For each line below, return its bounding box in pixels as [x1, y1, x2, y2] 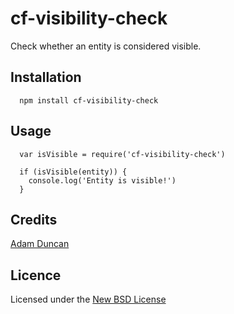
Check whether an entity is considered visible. [10, 40, 202, 52]
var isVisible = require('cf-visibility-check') [19, 149, 226, 159]
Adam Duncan [10, 238, 70, 250]
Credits [10, 211, 58, 228]
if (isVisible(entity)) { [19, 167, 128, 177]
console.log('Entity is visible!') [28, 175, 177, 186]
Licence [10, 267, 62, 284]
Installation [10, 69, 82, 86]
